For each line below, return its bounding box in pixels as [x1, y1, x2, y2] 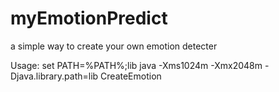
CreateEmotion [100, 70, 162, 82]
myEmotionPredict [10, 7, 168, 30]
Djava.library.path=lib [10, 70, 99, 82]
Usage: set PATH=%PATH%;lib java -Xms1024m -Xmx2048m [10, 59, 263, 71]
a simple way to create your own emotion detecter [10, 40, 218, 52]
